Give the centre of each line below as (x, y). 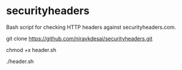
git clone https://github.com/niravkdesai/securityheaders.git (79, 38)
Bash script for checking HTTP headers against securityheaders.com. (91, 27)
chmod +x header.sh (31, 50)
